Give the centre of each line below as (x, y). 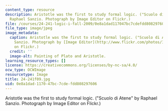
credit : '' (21, 51)
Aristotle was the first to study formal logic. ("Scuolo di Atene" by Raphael (81, 98)
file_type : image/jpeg (29, 28)
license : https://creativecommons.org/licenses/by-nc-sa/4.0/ (71, 65)
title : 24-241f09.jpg (28, 79)
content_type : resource (30, 10)
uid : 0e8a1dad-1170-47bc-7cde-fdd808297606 (51, 84)
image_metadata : (22, 33)
